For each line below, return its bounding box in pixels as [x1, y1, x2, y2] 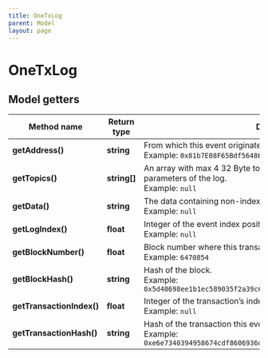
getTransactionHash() [12, 328, 98, 339]
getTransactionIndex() [12, 300, 100, 312]
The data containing [143, 196, 219, 207]
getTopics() [12, 173, 57, 184]
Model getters [8, 93, 80, 106]
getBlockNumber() [12, 247, 85, 258]
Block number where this [143, 241, 238, 253]
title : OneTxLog [8, 11, 62, 20]
